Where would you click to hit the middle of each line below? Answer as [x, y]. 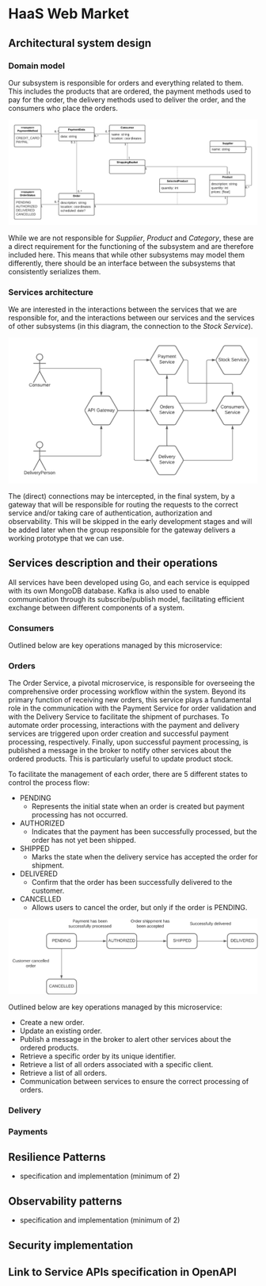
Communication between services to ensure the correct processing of [134, 1081]
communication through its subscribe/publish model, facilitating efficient [126, 599]
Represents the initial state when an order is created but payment [138, 806]
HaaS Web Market [68, 14]
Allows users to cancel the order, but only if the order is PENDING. [139, 908]
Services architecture [51, 292]
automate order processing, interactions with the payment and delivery [124, 725]
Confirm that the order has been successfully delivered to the [132, 882]
